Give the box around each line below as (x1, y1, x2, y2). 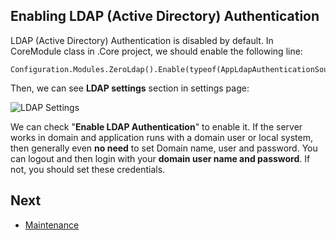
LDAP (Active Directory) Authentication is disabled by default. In (10, 34, 274, 46)
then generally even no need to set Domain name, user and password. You (10, 142, 318, 154)
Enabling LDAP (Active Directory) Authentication (10, 8, 320, 25)
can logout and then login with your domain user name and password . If (10, 152, 311, 164)
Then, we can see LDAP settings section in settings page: (10, 82, 250, 94)
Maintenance (24, 219, 80, 231)
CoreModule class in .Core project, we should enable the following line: (10, 45, 303, 57)
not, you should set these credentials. (10, 163, 166, 175)
